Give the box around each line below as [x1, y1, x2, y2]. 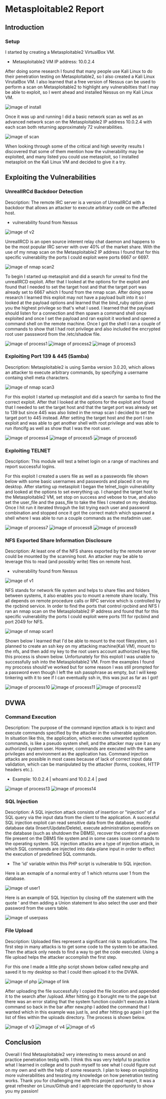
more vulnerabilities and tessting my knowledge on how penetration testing [5, 1072, 158, 1078]
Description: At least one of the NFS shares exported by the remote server [5, 548, 157, 554]
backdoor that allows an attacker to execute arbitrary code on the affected [5, 204, 157, 210]
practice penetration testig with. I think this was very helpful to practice [5, 1057, 150, 1062]
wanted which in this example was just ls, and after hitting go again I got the [5, 1009, 160, 1015]
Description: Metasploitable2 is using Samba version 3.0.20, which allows [5, 364, 155, 370]
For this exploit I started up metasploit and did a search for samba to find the [5, 393, 161, 399]
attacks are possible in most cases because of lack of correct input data [5, 756, 152, 762]
